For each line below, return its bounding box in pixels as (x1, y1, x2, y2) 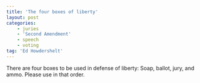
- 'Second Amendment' (17, 31, 71, 37)
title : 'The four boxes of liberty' (6, 8, 98, 15)
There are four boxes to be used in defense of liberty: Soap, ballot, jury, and (6, 64, 195, 72)
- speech (17, 37, 39, 43)
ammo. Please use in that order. (6, 70, 85, 78)
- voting (17, 43, 39, 49)
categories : (6, 20, 36, 26)
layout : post (6, 14, 39, 20)
